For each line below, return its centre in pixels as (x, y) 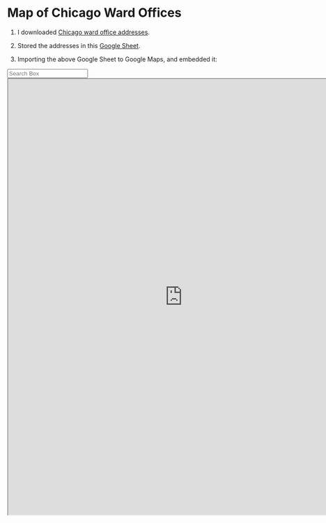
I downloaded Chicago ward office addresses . (83, 32)
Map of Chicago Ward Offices (94, 13)
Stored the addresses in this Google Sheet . (79, 45)
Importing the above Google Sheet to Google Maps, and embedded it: (117, 59)
